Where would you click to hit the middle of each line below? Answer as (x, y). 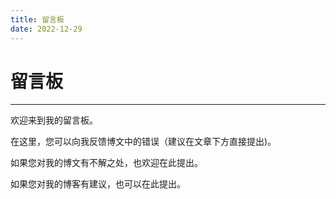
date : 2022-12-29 (46, 29)
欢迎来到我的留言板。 (54, 120)
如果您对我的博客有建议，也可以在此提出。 (98, 184)
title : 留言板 (37, 19)
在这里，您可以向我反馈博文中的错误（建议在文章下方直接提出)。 (143, 142)
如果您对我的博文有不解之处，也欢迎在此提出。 (106, 163)
